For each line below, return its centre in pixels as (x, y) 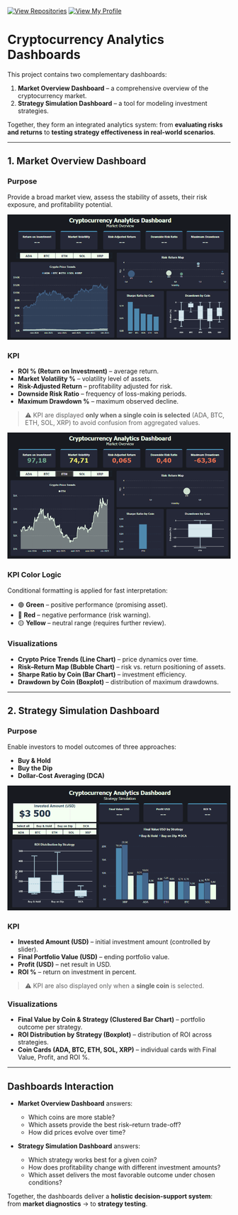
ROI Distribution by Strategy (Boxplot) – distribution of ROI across (115, 1035)
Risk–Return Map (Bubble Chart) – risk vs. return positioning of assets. (121, 666)
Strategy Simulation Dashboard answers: (79, 1146)
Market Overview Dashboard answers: (75, 1103)
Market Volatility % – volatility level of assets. (85, 379)
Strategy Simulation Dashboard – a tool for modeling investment (112, 103)
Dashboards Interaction (61, 1086)
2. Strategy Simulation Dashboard (84, 711)
